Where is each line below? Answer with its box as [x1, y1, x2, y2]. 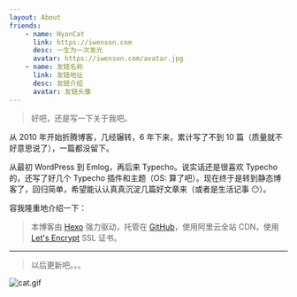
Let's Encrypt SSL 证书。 [30, 232, 122, 243]
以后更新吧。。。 [30, 259, 86, 270]
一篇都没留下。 [58, 143, 114, 153]
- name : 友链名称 [25, 63, 84, 72]
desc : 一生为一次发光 [32, 46, 103, 55]
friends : [9, 21, 42, 30]
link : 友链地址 [32, 71, 84, 80]
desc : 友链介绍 [32, 79, 84, 88]
